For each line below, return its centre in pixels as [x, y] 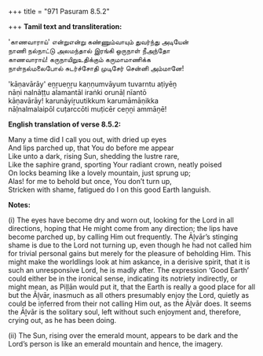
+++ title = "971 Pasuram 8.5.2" [59, 11]
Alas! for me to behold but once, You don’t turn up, [90, 181]
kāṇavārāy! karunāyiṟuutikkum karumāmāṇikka [84, 101]
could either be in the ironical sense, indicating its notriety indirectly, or [123, 279]
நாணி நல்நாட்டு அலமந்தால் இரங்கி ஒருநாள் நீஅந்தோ [89, 51]
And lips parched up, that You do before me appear [91, 148]
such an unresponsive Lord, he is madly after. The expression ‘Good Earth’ [129, 270]
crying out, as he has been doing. [62, 320]
